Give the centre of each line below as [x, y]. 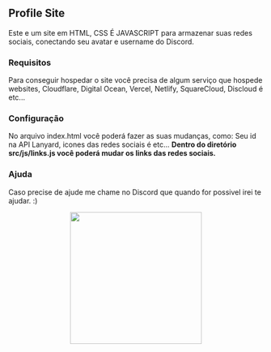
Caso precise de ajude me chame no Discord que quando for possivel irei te [135, 192]
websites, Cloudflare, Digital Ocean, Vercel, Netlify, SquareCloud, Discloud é [136, 89]
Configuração [36, 118]
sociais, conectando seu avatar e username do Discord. [101, 41]
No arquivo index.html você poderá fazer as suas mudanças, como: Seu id [132, 136]
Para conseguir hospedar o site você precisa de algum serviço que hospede [135, 80]
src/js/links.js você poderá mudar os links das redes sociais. [112, 153]
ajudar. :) [23, 200]
